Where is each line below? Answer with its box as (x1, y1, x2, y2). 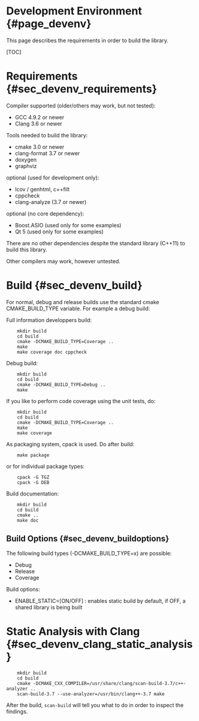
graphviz (14, 162, 37, 169)
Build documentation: (6, 490, 59, 497)
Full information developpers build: (6, 316, 92, 323)
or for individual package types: (6, 462, 85, 470)
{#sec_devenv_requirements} (6, 82, 158, 96)
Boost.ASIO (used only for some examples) (14, 221, 122, 229)
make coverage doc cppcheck (17, 349, 87, 355)
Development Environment (6, 4, 142, 18)
